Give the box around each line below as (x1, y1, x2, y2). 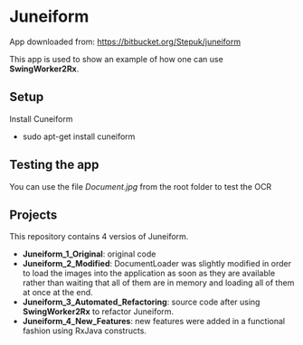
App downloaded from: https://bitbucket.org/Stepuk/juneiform (9, 36, 241, 47)
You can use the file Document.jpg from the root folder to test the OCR (9, 181, 272, 191)
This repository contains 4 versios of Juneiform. (9, 231, 189, 242)
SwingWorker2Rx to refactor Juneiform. (22, 306, 175, 317)
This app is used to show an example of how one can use (9, 53, 223, 64)
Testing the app (9, 157, 99, 172)
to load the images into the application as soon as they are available (22, 268, 276, 279)
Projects (9, 207, 58, 222)
